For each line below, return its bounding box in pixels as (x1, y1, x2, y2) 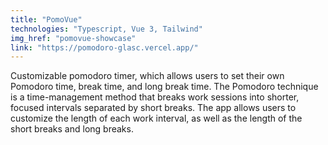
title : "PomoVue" (10, 14, 83, 25)
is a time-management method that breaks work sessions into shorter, (10, 91, 300, 103)
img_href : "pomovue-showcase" (10, 33, 137, 43)
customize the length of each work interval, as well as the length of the (10, 112, 303, 125)
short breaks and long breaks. (10, 123, 134, 135)
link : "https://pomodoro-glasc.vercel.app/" (10, 42, 199, 53)
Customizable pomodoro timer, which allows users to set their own (10, 70, 285, 82)
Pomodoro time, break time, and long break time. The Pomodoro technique (10, 81, 319, 93)
